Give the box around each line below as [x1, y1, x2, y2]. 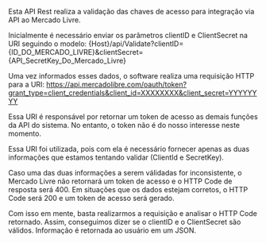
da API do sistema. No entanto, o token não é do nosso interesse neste [8, 121, 241, 129]
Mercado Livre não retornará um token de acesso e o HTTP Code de [8, 176, 233, 186]
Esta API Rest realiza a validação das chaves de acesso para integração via [8, 7, 255, 16]
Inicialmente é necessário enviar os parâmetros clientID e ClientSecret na [8, 31, 249, 40]
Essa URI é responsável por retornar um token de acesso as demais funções [8, 112, 258, 121]
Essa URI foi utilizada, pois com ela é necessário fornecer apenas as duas [8, 145, 250, 153]
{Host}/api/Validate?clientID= [88, 39, 184, 48]
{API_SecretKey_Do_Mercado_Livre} [8, 56, 127, 65]
